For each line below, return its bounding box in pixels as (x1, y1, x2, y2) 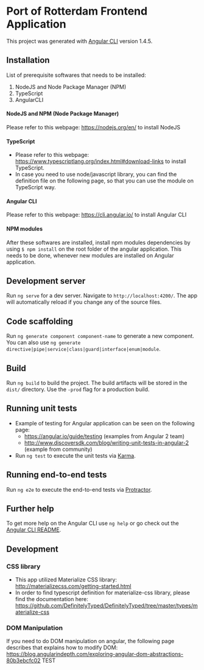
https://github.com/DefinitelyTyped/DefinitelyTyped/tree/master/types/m (15, 602, 198, 610)
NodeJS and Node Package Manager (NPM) (15, 83, 127, 90)
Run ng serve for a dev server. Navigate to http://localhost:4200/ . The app (6, 292, 198, 300)
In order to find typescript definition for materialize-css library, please (15, 589, 190, 596)
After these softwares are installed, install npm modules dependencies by (6, 239, 191, 246)
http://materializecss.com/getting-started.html (15, 583, 132, 590)
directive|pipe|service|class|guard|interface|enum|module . (6, 345, 161, 353)
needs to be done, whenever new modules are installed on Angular (6, 251, 175, 259)
